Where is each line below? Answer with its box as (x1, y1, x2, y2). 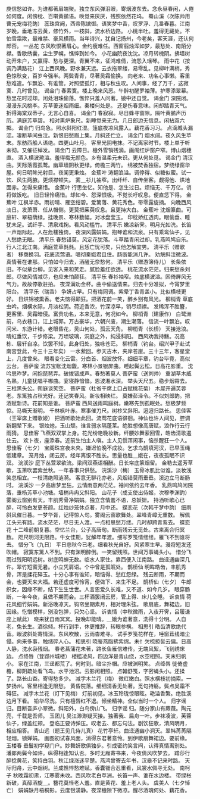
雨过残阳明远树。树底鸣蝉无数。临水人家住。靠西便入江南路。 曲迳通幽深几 (6, 556, 190, 563)
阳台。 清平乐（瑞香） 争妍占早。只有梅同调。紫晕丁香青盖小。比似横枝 (6, 288, 182, 295)
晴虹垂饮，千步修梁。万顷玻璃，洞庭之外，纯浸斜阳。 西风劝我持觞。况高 (6, 333, 185, 339)
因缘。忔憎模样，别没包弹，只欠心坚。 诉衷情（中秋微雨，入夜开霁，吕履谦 (6, 608, 190, 615)
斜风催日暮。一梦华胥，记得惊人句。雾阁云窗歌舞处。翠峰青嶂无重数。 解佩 (6, 511, 190, 518)
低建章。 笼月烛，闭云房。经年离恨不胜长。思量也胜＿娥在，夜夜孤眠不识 (6, 452, 185, 458)
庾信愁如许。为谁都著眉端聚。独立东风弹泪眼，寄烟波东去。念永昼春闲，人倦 (6, 5, 194, 12)
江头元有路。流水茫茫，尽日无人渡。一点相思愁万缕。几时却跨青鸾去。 (6, 519, 179, 526)
